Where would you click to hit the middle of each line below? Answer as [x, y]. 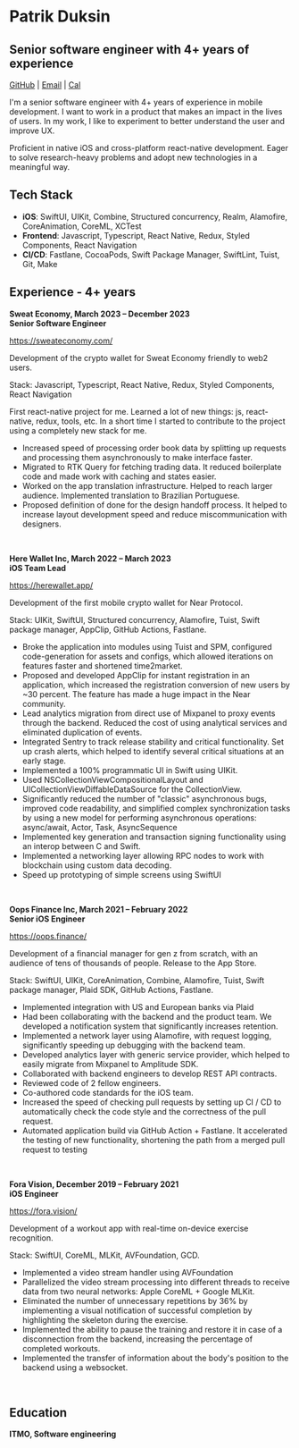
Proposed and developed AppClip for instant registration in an [136, 675]
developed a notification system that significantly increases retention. [150, 1026]
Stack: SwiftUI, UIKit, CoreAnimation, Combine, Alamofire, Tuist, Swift [137, 980]
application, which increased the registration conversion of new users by [156, 685]
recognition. [31, 1238]
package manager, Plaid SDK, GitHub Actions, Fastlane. [112, 989]
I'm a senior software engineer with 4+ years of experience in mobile [136, 102]
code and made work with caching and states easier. [119, 476]
